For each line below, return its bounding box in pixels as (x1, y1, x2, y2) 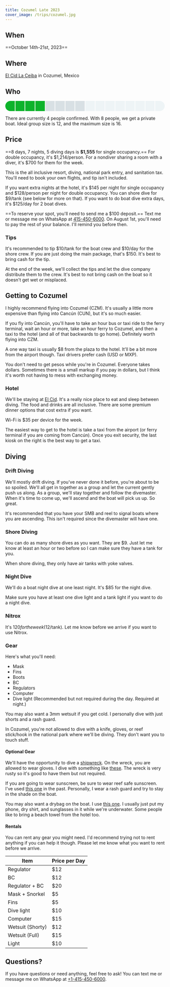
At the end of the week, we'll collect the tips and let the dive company (5, 266, 151, 272)
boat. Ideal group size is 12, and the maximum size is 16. (5, 120, 122, 127)
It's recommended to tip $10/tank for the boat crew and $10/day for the (5, 245, 153, 251)
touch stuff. (5, 737, 29, 743)
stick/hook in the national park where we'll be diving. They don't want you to (5, 732, 164, 738)
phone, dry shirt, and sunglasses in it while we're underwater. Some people (5, 807, 162, 813)
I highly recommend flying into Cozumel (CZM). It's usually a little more (5, 305, 153, 311)
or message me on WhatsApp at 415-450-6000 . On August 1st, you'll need (5, 216, 161, 222)
